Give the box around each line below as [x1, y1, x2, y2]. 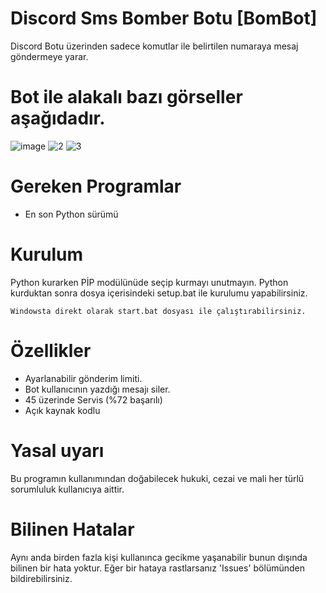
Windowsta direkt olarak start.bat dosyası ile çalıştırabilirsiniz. [10, 306, 307, 316]
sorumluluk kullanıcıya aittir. [10, 483, 125, 495]
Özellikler [10, 339, 92, 362]
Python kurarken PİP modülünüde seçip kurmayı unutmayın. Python [10, 276, 289, 288]
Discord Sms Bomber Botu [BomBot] [10, 7, 318, 30]
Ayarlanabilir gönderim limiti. [24, 372, 143, 384]
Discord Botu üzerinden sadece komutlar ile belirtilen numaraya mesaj [10, 40, 299, 52]
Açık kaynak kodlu [24, 404, 101, 416]
